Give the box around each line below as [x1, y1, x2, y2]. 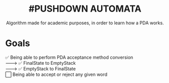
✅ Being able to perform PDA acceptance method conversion [5, 54, 133, 60]
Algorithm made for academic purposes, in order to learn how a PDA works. [6, 20, 164, 26]
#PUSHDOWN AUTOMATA [28, 3, 142, 15]
